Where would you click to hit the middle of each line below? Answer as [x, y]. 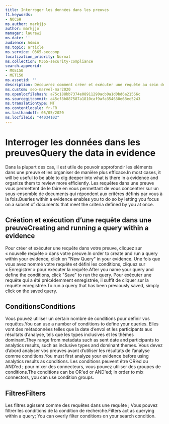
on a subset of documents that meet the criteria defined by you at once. [80, 204]
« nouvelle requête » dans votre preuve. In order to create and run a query [81, 253]
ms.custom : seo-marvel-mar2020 [38, 89]
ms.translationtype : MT [30, 104]
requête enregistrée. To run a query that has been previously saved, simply [82, 285]
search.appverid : [23, 66]
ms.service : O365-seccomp [32, 52]
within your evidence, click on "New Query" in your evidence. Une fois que [83, 259]
